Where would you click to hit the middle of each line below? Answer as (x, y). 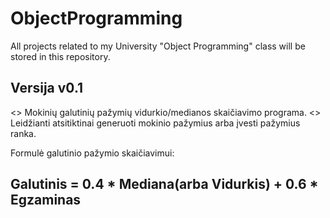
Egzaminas (46, 200)
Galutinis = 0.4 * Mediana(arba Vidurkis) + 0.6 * (164, 184)
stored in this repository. (60, 56)
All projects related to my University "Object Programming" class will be (158, 46)
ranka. (23, 133)
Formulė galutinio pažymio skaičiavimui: (92, 153)
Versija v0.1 (47, 88)
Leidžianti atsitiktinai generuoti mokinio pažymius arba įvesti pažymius (155, 123)
